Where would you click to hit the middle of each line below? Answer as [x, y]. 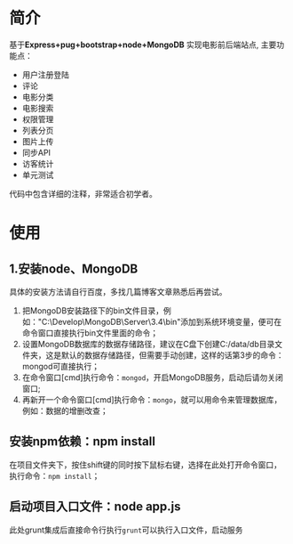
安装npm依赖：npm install [82, 442]
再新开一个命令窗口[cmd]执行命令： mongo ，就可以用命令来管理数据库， [152, 399]
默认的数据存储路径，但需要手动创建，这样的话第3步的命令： [172, 355]
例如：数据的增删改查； [65, 410]
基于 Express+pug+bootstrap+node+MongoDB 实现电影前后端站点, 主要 [143, 45]
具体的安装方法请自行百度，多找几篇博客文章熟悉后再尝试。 [118, 291]
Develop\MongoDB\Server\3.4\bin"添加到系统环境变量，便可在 [167, 321]
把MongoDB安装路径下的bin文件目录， [93, 310]
